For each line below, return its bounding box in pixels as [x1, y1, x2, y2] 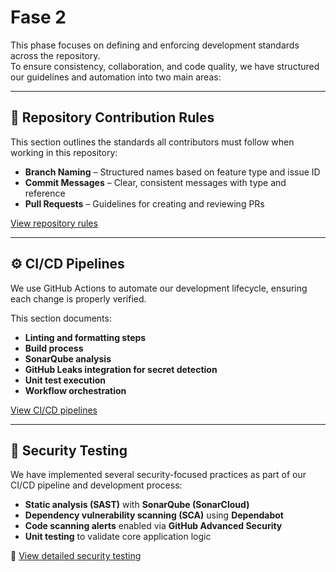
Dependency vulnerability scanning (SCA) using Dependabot [24, 509, 284, 521]
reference [24, 187, 66, 199]
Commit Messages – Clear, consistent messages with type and [24, 176, 287, 188]
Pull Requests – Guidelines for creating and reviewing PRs [24, 197, 265, 210]
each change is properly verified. [10, 292, 147, 305]
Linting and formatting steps [24, 331, 147, 343]
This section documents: [10, 312, 112, 324]
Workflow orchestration [24, 384, 127, 396]
